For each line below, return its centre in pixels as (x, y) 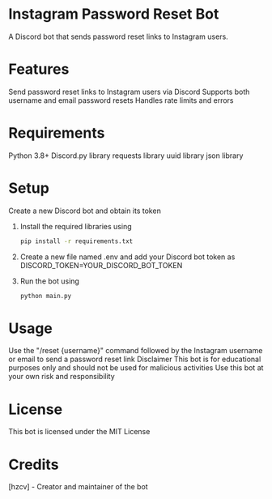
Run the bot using (49, 281)
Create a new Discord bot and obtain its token (85, 211)
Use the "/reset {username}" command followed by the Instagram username (136, 351)
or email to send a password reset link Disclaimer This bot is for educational (135, 359)
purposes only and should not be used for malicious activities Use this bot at (136, 368)
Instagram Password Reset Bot (114, 14)
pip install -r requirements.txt (76, 241)
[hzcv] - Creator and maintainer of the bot (78, 487)
